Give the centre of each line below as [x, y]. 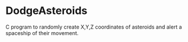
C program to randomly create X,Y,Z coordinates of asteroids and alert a [94, 27]
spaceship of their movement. [42, 33]
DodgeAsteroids [47, 11]
